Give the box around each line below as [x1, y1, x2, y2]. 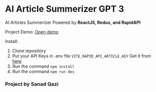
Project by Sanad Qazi [5, 80, 59, 87]
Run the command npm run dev [12, 68, 75, 74]
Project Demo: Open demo [5, 29, 59, 35]
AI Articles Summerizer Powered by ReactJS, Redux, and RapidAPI [5, 19, 141, 25]
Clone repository [12, 48, 46, 54]
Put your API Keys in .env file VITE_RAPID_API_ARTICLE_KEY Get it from [12, 53, 151, 59]
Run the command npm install [12, 63, 75, 69]
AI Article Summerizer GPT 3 [5, 3, 124, 15]
